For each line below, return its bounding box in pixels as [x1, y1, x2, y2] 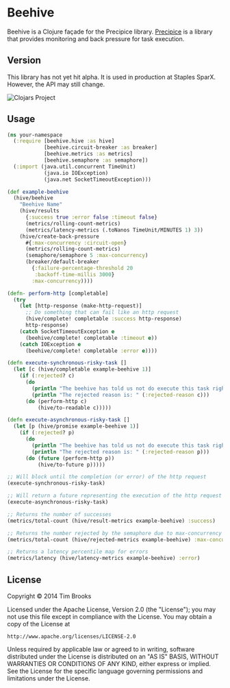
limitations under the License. [7, 674, 90, 683]
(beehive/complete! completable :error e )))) [25, 347, 157, 354]
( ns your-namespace [7, 132, 63, 138]
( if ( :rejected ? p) [19, 430, 75, 437]
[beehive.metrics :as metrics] [43, 151, 133, 158]
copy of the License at [7, 620, 71, 628]
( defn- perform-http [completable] [7, 290, 109, 297]
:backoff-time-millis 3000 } [34, 271, 115, 278]
